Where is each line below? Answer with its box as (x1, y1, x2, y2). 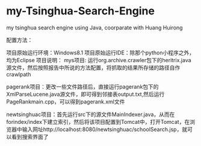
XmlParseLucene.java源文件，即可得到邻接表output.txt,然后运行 (6, 90, 165, 98)
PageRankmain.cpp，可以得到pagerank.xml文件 (6, 98, 125, 105)
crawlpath (6, 71, 31, 78)
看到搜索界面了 (11, 133, 49, 140)
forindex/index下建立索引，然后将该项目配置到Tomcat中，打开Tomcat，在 (6, 118, 190, 125)
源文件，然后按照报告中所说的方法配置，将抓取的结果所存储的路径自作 (6, 64, 181, 71)
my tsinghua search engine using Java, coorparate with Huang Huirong (6, 24, 183, 31)
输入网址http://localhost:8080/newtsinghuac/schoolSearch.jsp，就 (22, 126, 188, 133)
